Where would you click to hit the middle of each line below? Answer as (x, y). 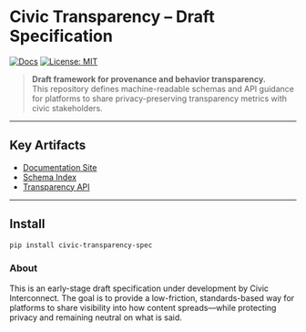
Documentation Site (60, 167)
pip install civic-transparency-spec (81, 245)
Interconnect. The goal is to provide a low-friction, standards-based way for (152, 297)
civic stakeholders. (67, 108)
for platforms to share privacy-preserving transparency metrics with (159, 99)
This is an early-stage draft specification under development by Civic (139, 288)
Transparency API (56, 187)
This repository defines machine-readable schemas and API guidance (163, 88)
